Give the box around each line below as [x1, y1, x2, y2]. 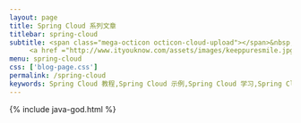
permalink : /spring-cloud [9, 71, 106, 80]
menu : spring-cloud [9, 54, 82, 63]
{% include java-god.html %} [9, 103, 116, 114]
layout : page [9, 12, 58, 22]
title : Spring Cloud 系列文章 [9, 21, 116, 30]
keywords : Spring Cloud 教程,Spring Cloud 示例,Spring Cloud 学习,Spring [9, 79, 282, 88]
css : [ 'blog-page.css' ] [9, 63, 99, 72]
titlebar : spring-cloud [9, 29, 99, 38]
